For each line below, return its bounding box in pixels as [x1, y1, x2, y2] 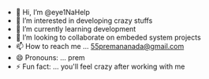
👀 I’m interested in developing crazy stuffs [15, 16, 153, 25]
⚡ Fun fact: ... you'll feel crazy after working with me [15, 62, 185, 71]
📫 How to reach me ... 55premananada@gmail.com [15, 42, 185, 51]
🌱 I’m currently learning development [15, 24, 136, 33]
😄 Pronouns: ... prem [15, 53, 85, 62]
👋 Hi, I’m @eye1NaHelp [15, 8, 91, 17]
